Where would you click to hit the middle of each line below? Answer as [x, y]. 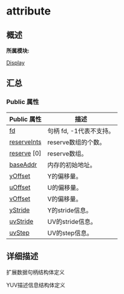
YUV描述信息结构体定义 [36, 285]
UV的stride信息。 [72, 221]
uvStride [21, 221]
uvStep [19, 232]
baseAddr [23, 165]
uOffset [20, 187]
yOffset [20, 175]
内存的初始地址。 [72, 165]
